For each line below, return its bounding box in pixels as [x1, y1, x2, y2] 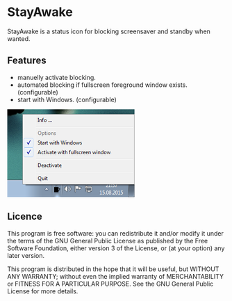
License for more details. [7, 286, 78, 295]
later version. [7, 251, 45, 259]
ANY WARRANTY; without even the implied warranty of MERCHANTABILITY [7, 272, 224, 280]
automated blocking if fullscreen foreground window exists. [17, 81, 188, 89]
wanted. [7, 34, 31, 42]
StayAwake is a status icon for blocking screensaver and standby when [7, 27, 210, 35]
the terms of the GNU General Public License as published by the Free [7, 236, 208, 245]
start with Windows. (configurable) [17, 95, 117, 104]
